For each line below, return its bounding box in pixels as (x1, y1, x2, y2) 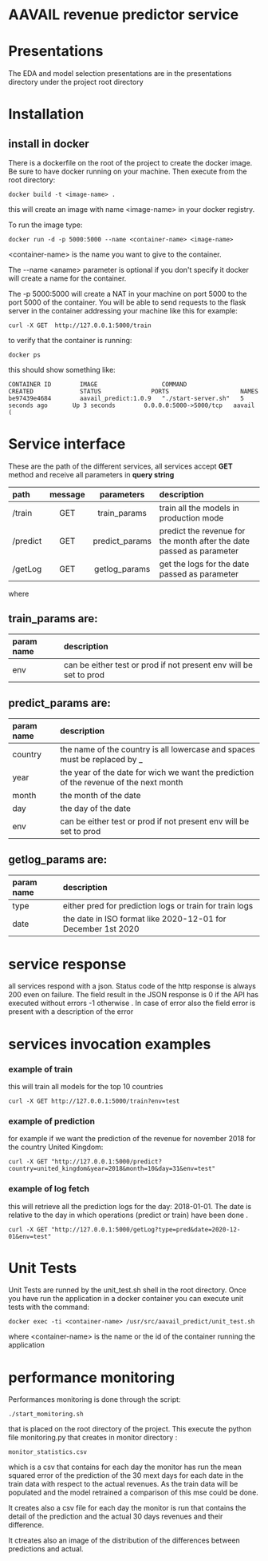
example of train (8, 1064, 73, 1075)
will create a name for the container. (8, 273, 127, 283)
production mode (159, 513, 224, 524)
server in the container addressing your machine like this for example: (8, 306, 238, 316)
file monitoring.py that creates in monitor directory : (8, 1433, 178, 1443)
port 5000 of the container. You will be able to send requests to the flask (8, 297, 246, 307)
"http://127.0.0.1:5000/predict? (50, 1158, 162, 1166)
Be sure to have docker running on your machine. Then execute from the (8, 166, 247, 177)
